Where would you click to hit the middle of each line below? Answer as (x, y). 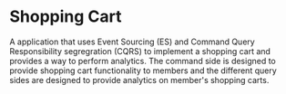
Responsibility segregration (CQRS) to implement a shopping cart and (140, 51)
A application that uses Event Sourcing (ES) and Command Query (132, 42)
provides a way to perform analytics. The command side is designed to (143, 61)
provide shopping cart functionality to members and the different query (143, 70)
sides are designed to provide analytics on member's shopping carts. (139, 80)
